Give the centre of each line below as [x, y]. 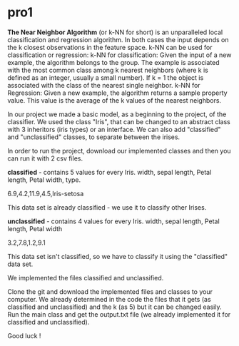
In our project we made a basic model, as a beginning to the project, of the [117, 114]
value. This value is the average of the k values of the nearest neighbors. [115, 100]
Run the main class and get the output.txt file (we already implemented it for [119, 314]
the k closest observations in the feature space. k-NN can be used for [110, 47]
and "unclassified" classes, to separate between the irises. [94, 137]
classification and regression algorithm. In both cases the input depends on [118, 39]
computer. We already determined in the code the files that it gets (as [110, 299]
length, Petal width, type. [44, 180]
